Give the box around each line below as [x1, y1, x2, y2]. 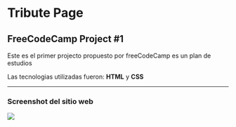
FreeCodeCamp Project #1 [7, 33, 124, 45]
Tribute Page [7, 5, 84, 21]
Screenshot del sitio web [7, 96, 93, 106]
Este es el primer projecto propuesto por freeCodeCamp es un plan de [7, 51, 211, 60]
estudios [7, 59, 33, 67]
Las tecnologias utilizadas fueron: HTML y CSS [7, 72, 144, 81]
